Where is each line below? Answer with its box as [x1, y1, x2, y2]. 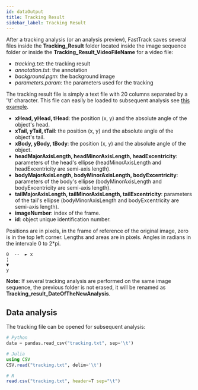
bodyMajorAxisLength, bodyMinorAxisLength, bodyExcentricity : [14, 172, 178, 179]
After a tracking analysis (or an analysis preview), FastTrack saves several [6, 36, 187, 43]
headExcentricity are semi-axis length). [14, 165, 111, 172]
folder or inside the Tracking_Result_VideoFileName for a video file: [6, 49, 174, 56]
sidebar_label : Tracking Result [6, 20, 86, 26]
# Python [6, 335, 28, 341]
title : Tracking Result [6, 14, 65, 20]
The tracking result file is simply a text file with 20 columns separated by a [6, 90, 188, 98]
